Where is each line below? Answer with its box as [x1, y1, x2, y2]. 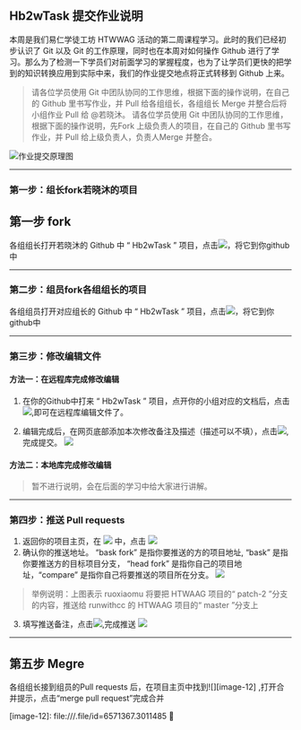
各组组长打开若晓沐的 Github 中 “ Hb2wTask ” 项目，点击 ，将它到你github [9, 239, 290, 250]
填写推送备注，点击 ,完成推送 [21, 619, 136, 630]
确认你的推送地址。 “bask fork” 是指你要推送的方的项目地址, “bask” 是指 [21, 547, 288, 558]
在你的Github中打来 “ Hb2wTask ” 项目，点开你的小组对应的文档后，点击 [21, 395, 290, 406]
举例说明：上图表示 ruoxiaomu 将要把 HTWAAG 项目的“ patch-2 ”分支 [30, 588, 288, 599]
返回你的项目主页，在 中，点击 [21, 536, 146, 547]
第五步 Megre [9, 656, 85, 671]
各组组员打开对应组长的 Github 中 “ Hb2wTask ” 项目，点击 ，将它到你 [9, 306, 275, 317]
